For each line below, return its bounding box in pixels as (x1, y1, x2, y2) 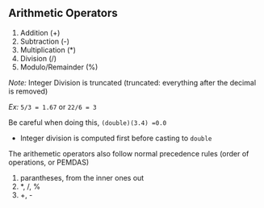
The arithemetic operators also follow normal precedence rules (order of (8, 148, 249, 158)
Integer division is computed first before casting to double (19, 133, 212, 143)
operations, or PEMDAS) (8, 157, 90, 167)
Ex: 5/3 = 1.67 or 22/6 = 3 (8, 102, 97, 111)
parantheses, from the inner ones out (19, 173, 145, 182)
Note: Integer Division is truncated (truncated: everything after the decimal (8, 77, 257, 87)
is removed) (8, 86, 48, 96)
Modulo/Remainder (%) (19, 62, 98, 72)
